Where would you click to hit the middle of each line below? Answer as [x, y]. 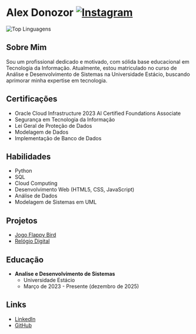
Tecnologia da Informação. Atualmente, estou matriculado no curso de [92, 68]
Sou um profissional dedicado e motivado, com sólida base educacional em [98, 61]
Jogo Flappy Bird [35, 235]
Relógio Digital [32, 241]
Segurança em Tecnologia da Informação [65, 119]
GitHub [23, 325]
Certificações [32, 99]
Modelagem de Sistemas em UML [56, 202]
